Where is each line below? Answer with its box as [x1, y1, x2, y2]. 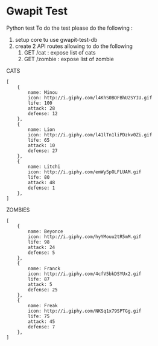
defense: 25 [28, 287, 58, 293]
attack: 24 [28, 244, 55, 250]
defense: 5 [28, 250, 55, 256]
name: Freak [28, 302, 58, 308]
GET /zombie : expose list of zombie [24, 55, 115, 62]
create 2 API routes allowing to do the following [14, 42, 133, 50]
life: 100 [28, 100, 52, 106]
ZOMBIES [6, 206, 30, 213]
